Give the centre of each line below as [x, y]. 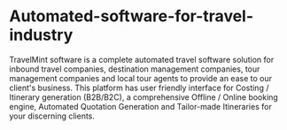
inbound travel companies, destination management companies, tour [135, 69]
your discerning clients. [52, 116]
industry [41, 35]
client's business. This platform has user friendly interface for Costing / [139, 88]
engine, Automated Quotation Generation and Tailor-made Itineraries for [140, 106]
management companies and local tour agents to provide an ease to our [141, 78]
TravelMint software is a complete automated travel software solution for [142, 59]
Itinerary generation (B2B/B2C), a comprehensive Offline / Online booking [144, 97]
